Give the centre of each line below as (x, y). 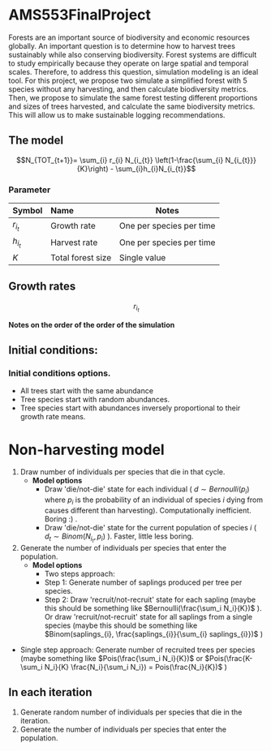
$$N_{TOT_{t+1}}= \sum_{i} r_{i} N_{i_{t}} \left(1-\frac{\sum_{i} (120, 160)
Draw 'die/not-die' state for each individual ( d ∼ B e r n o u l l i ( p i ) (147, 490)
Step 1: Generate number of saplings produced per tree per (143, 582)
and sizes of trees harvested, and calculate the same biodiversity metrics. (132, 106)
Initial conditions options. (60, 373)
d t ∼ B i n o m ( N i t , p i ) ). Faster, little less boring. (119, 538)
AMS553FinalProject (80, 15)
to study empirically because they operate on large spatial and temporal (129, 63)
